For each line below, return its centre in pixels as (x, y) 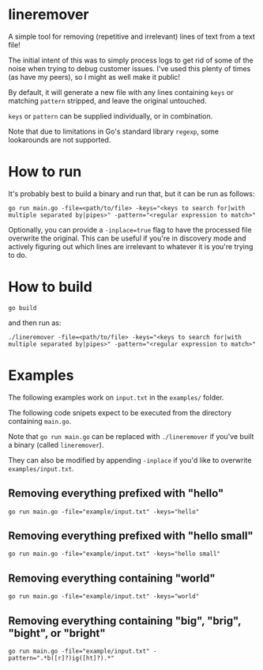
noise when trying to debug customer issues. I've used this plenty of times (130, 68)
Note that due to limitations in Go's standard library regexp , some (114, 131)
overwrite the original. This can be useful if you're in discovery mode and (127, 238)
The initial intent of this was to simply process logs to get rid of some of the (131, 60)
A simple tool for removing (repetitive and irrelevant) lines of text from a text (131, 36)
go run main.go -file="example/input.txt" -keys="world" (104, 596)
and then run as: (35, 323)
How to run (45, 172)
